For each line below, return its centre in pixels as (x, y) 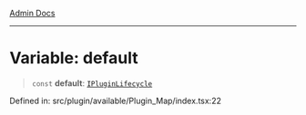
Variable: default (74, 58)
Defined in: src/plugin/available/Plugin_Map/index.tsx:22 (115, 101)
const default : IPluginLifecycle (92, 83)
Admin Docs (32, 13)
